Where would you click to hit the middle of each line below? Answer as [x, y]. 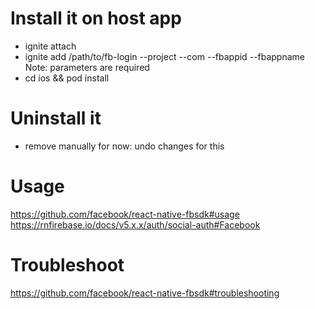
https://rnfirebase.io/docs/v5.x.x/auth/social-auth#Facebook [135, 224]
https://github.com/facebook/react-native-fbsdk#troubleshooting [145, 293]
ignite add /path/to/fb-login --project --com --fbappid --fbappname [164, 56]
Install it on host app [96, 18]
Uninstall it [56, 118]
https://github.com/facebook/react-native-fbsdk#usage [125, 214]
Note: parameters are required [87, 67]
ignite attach [50, 46]
